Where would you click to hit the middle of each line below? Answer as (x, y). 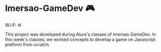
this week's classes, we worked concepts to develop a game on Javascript (80, 39)
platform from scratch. (28, 44)
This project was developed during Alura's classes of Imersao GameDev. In (80, 34)
